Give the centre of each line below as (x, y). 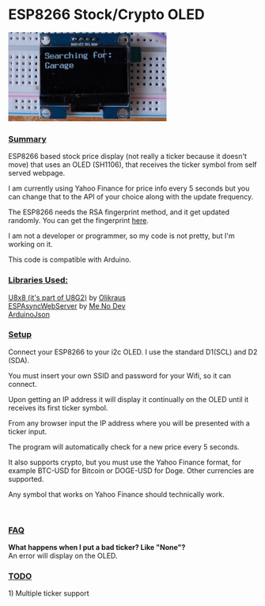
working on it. (30, 244)
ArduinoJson (29, 314)
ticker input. (28, 431)
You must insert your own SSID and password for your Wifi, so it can (120, 375)
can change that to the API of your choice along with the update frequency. (131, 197)
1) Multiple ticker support (49, 593)
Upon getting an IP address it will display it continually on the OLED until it (129, 399)
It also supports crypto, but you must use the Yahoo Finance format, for (125, 462)
